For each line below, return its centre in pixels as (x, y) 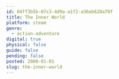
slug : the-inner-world (34, 67)
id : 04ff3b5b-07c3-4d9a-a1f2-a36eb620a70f (59, 12)
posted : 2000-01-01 (30, 61)
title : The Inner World (36, 17)
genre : (14, 28)
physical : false (26, 45)
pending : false (25, 56)
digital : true (24, 39)
